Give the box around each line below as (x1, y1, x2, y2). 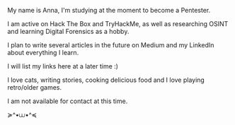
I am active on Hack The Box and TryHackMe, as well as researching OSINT (7, 20, 229, 28)
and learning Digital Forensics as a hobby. (7, 28, 130, 35)
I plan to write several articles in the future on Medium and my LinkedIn (7, 41, 214, 49)
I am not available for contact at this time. (7, 97, 128, 105)
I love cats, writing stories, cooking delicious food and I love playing (7, 76, 205, 84)
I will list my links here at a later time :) (7, 62, 119, 70)
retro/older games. (7, 83, 62, 91)
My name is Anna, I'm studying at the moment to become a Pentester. (7, 6, 211, 14)
